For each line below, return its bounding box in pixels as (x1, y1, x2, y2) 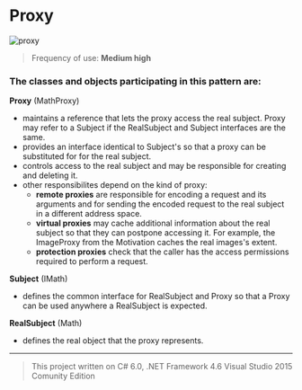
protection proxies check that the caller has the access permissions (35, 246, 289, 257)
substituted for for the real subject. (22, 151, 152, 162)
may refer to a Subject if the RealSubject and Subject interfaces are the (22, 122, 286, 133)
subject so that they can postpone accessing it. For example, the (35, 227, 276, 238)
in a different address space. (35, 208, 142, 219)
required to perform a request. (35, 256, 148, 267)
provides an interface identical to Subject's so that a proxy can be (22, 141, 267, 153)
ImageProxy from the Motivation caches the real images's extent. (35, 237, 278, 248)
